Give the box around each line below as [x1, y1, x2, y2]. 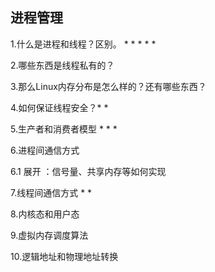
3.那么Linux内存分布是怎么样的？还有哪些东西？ [10, 80, 207, 92]
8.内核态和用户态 [10, 208, 80, 220]
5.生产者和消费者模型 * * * [10, 123, 118, 135]
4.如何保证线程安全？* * [10, 101, 109, 113]
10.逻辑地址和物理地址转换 [10, 250, 119, 262]
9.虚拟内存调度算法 [10, 229, 89, 241]
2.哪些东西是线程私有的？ [10, 59, 115, 71]
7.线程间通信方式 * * [10, 186, 93, 198]
